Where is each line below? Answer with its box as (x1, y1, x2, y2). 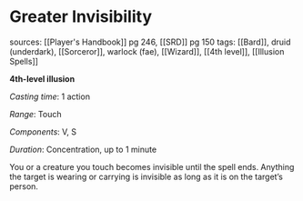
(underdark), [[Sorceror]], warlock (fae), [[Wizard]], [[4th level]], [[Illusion (9, 45, 285, 56)
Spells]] (9, 55, 39, 66)
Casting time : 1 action (9, 91, 91, 102)
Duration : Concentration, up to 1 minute (9, 144, 157, 155)
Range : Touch (9, 108, 62, 119)
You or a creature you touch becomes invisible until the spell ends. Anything (9, 161, 295, 172)
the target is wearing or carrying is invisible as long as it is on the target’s (9, 171, 284, 182)
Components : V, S (9, 126, 77, 137)
